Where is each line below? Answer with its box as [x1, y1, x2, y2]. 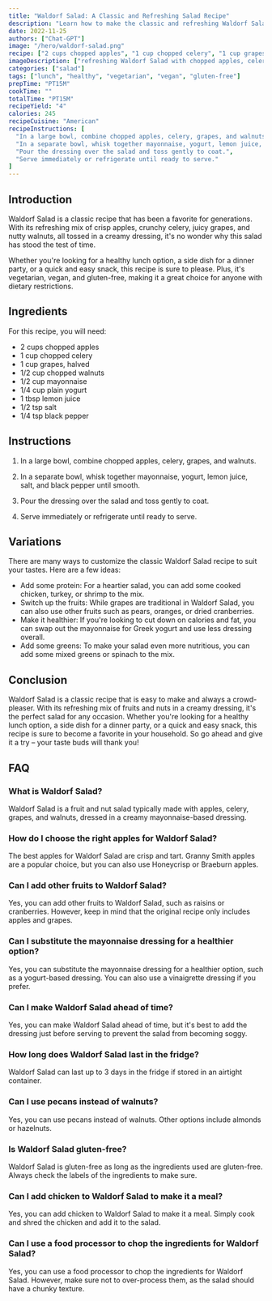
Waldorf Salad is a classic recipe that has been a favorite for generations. [8, 214, 253, 224]
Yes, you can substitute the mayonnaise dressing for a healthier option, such [8, 964, 264, 974]
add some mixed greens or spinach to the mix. [19, 650, 176, 659]
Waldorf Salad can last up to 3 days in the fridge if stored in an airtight [8, 1067, 243, 1077]
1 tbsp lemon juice [19, 394, 81, 403]
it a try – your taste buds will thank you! [8, 738, 139, 748]
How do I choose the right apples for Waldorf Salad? [8, 832, 217, 843]
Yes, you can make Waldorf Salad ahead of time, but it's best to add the [8, 1020, 248, 1030]
